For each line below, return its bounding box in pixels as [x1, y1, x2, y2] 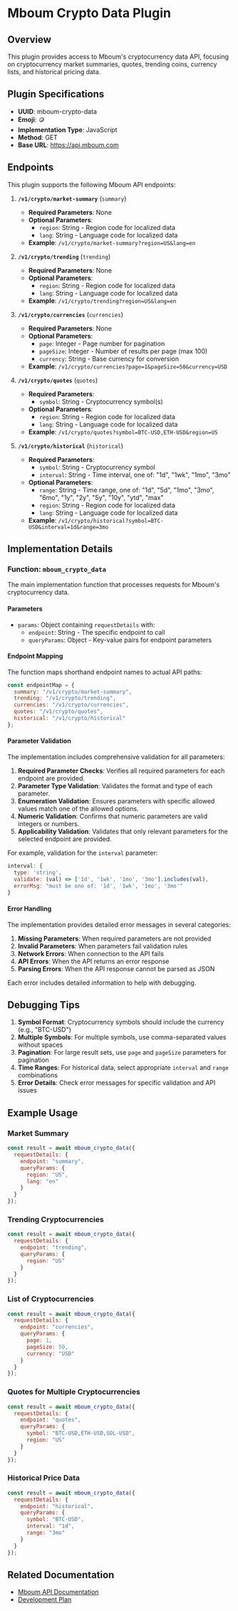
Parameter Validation [7, 737, 71, 746]
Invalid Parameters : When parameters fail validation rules [17, 941, 188, 950]
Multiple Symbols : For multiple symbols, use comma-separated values [17, 1033, 227, 1042]
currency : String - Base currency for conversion [38, 354, 180, 363]
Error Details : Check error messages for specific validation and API [17, 1078, 216, 1087]
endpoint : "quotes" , [20, 1416, 81, 1424]
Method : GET [17, 133, 58, 141]
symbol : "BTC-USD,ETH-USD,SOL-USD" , [26, 1430, 135, 1437]
